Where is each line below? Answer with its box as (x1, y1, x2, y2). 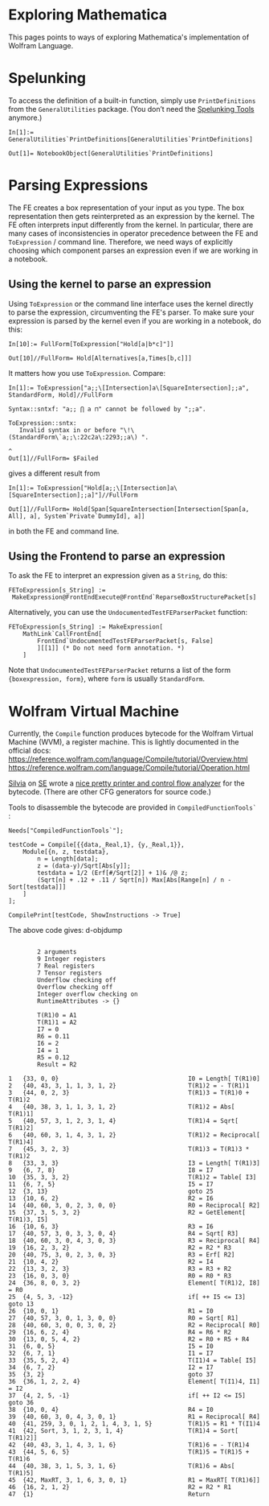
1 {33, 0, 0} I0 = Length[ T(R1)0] (8, 1075, 261, 1083)
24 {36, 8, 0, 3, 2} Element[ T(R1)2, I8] (8, 1279, 261, 1287)
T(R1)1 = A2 (37, 1018, 78, 1027)
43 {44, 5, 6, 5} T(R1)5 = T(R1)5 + (8, 1448, 250, 1456)
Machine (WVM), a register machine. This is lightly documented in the (8, 737, 239, 747)
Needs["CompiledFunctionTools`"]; (8, 827, 124, 835)
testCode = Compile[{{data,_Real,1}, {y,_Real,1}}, (8, 841, 185, 849)
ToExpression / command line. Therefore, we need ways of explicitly (8, 237, 233, 246)
